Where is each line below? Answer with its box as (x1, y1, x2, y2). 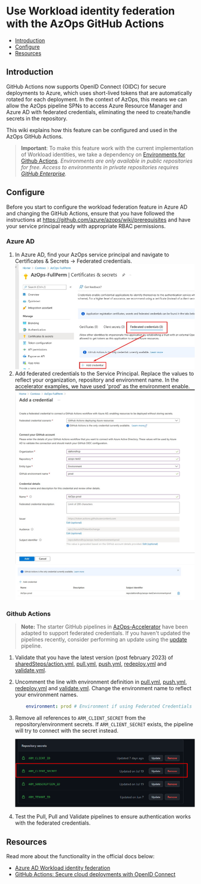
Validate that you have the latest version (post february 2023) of (14, 654, 173, 661)
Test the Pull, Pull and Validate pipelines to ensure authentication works (14, 813, 191, 820)
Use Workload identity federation (6, 4, 175, 18)
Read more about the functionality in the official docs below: (6, 852, 155, 859)
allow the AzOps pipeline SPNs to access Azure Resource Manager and (6, 102, 182, 109)
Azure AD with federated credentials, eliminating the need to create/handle (6, 108, 191, 115)
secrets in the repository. (6, 115, 68, 122)
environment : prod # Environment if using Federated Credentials (26, 703, 193, 709)
